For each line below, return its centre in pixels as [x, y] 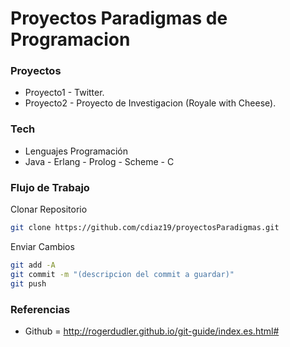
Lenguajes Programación [76, 151]
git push [28, 283]
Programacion [70, 39]
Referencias [40, 309]
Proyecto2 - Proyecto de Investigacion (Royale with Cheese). [150, 103]
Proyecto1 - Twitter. [64, 93]
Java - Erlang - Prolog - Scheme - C [99, 161]
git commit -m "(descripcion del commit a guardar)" [122, 274]
